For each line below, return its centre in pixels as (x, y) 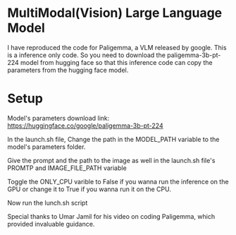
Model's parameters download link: (58, 118)
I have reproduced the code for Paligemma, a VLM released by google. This (117, 47)
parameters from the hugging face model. (68, 70)
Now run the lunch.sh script (48, 203)
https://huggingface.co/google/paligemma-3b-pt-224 (85, 126)
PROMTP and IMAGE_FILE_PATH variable (67, 168)
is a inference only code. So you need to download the (86, 55)
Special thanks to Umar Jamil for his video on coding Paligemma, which (111, 216)
